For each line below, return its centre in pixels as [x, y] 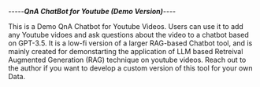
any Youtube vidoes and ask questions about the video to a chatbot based [129, 35]
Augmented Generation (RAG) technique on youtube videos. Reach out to [127, 60]
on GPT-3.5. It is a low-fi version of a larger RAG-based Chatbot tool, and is [130, 43]
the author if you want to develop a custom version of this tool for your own [130, 68]
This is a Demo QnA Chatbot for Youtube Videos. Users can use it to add [126, 26]
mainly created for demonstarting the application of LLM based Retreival [126, 51]
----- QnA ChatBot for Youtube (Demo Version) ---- [92, 11]
